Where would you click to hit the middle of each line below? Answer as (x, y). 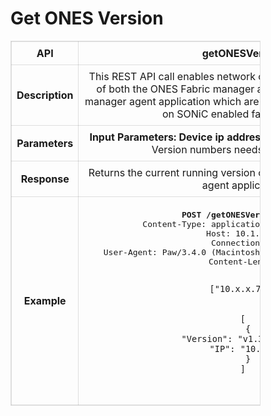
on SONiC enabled (205, 114)
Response (45, 179)
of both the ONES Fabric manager (175, 89)
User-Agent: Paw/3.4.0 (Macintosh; (184, 252)
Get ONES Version (87, 18)
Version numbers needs (207, 149)
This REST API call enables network (172, 76)
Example (45, 300)
